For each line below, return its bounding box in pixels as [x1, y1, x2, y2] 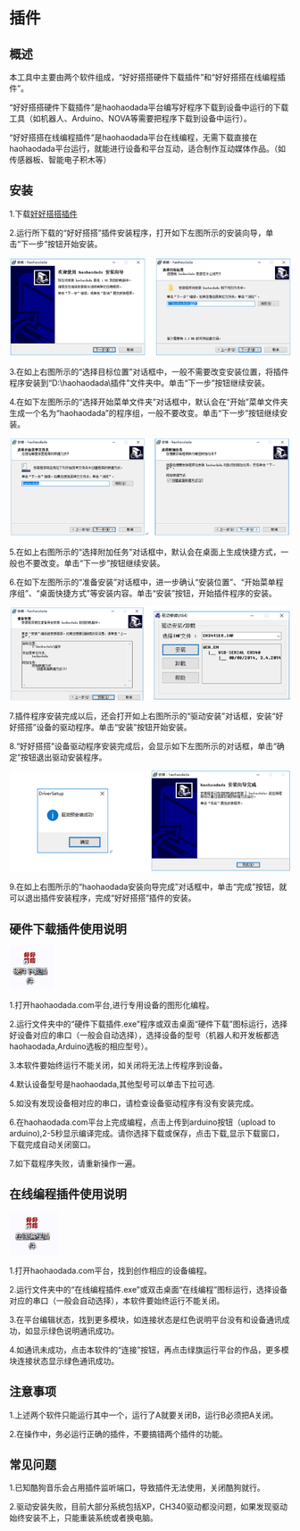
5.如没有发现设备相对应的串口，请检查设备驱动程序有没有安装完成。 [9, 1098, 259, 1108]
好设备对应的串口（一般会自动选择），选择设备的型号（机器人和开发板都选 [9, 1030, 279, 1040]
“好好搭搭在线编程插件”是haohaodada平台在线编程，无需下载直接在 [9, 132, 258, 143]
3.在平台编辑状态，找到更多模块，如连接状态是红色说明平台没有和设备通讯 [9, 1314, 283, 1325]
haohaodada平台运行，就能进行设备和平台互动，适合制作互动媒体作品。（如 [9, 144, 286, 154]
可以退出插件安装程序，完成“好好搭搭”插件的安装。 [9, 893, 196, 903]
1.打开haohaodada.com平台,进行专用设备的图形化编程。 [9, 1000, 214, 1010]
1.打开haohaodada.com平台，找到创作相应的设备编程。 [9, 1265, 212, 1276]
